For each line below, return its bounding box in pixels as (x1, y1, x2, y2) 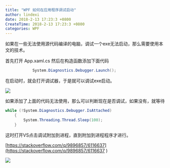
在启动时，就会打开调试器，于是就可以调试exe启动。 (5, 78, 115, 83)
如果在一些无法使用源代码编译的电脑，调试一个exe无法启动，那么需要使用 (5, 41, 159, 47)
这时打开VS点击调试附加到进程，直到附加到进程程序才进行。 (5, 132, 131, 138)
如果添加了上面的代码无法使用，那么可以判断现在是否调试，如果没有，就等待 (5, 98, 165, 104)
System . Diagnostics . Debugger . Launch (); (32, 68, 116, 73)
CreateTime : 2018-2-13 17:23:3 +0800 (5, 21, 85, 27)
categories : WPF (5, 26, 39, 31)
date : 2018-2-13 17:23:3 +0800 (5, 17, 71, 22)
